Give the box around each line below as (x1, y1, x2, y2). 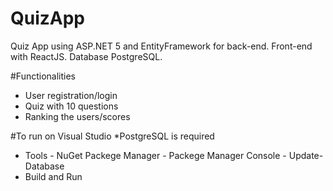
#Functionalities (10, 70, 77, 82)
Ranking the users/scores (24, 110, 131, 122)
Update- (288, 149, 324, 161)
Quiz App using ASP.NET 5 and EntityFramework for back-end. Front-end (10, 40, 313, 52)
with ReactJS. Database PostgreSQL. (10, 50, 163, 62)
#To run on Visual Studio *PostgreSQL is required (10, 130, 215, 142)
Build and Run (24, 170, 83, 182)
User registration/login (24, 89, 118, 101)
